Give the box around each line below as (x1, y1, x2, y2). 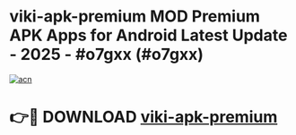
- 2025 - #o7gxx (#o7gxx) (9, 45, 205, 64)
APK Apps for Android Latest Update (9, 25, 288, 46)
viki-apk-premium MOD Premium (9, 6, 260, 27)
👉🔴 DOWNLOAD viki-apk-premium (9, 107, 278, 127)
